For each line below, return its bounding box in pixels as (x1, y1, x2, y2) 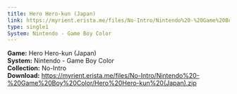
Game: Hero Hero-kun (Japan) (7, 49, 97, 58)
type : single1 (7, 23, 49, 30)
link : (7, 17, 23, 24)
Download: (7, 72, 40, 80)
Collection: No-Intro (7, 64, 67, 72)
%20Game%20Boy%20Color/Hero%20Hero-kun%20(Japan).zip (7, 79, 197, 88)
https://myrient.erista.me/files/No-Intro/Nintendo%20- (41, 72, 200, 80)
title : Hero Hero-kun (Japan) (7, 10, 97, 18)
